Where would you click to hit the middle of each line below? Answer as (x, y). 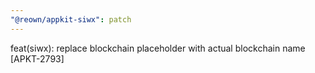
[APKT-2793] (37, 58)
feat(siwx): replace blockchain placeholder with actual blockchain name (158, 48)
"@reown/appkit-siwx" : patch (71, 19)
